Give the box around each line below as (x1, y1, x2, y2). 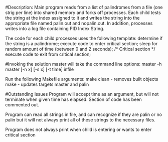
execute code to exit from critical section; (5, 51, 91, 57)
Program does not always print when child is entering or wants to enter (5, 126, 152, 132)
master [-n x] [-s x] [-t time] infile (5, 66, 74, 72)
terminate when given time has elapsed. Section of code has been (5, 96, 142, 102)
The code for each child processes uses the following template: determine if (5, 35, 163, 41)
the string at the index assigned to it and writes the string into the (5, 15, 140, 21)
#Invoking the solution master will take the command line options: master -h (5, 61, 162, 67)
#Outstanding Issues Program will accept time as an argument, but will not (5, 91, 159, 97)
